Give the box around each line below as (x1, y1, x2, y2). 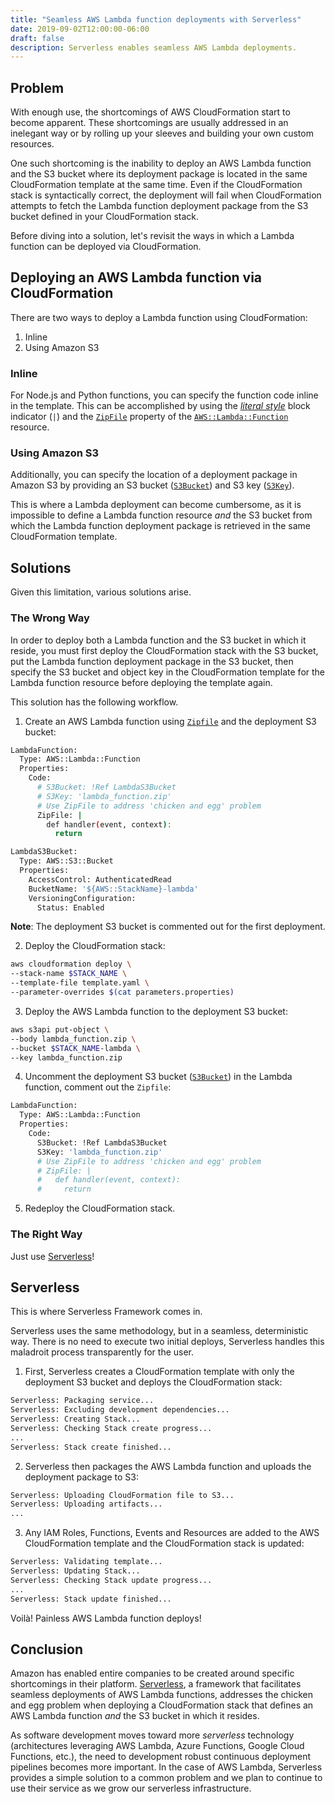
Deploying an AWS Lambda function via (10, 269, 263, 286)
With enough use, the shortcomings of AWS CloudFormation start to (10, 106, 291, 118)
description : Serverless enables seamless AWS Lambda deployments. (10, 42, 298, 53)
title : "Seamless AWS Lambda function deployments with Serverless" (10, 14, 302, 25)
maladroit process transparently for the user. (10, 1346, 195, 1358)
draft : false (10, 33, 65, 43)
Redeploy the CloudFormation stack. (24, 1202, 176, 1215)
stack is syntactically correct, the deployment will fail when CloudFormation (10, 189, 322, 201)
